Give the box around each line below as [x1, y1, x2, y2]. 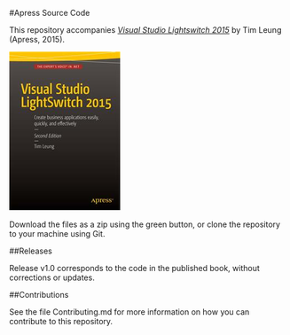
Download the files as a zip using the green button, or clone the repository [9, 219, 281, 230]
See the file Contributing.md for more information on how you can [9, 307, 250, 317]
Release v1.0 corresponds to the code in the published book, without [9, 263, 260, 273]
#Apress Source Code [9, 8, 90, 18]
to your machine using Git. [9, 229, 106, 238]
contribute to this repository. [9, 316, 114, 326]
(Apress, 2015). [9, 35, 65, 44]
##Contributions [9, 290, 69, 300]
